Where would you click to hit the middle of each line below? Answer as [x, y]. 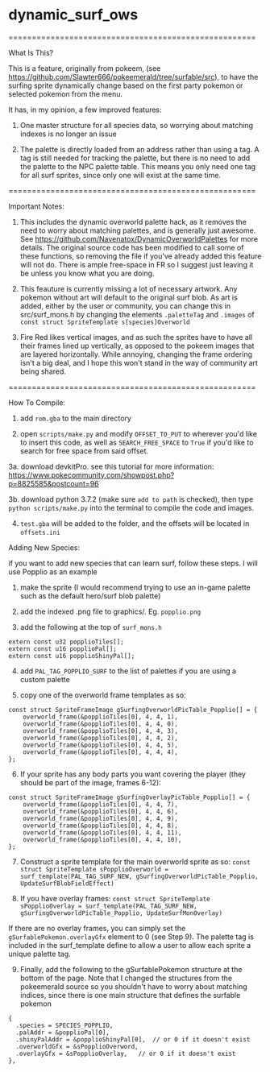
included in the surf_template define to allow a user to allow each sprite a [130, 945]
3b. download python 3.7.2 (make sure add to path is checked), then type [131, 499]
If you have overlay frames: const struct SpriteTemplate [115, 898]
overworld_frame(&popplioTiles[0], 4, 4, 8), [101, 826]
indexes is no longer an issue [68, 134]
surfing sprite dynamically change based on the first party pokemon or [126, 85]
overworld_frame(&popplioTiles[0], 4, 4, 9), [101, 818]
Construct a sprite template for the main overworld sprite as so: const [135, 861]
